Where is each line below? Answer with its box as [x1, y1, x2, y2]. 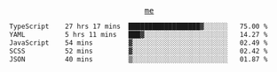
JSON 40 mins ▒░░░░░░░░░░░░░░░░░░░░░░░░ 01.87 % [9, 54, 268, 63]
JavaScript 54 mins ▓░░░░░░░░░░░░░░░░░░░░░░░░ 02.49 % [9, 38, 268, 47]
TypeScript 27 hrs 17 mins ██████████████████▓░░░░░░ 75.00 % [9, 22, 268, 31]
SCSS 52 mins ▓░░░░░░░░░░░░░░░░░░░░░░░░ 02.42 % [9, 47, 268, 55]
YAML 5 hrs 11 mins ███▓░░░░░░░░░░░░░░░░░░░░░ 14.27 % [9, 30, 268, 39]
